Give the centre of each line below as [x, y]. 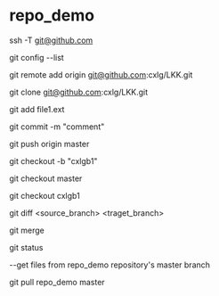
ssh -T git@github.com [51, 40]
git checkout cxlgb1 [45, 195]
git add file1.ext [37, 109]
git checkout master [46, 178]
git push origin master [49, 144]
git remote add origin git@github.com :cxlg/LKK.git [101, 74]
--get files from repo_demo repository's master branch [110, 265]
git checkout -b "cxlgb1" [53, 160]
